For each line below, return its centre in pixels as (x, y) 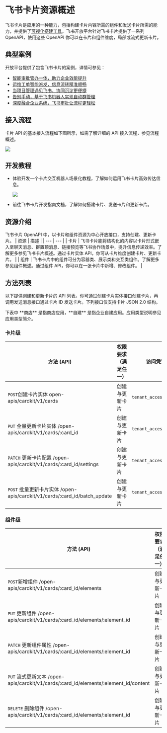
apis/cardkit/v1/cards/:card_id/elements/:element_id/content (79, 683)
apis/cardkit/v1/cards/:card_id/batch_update (60, 496)
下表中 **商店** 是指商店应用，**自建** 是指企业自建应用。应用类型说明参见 (83, 313)
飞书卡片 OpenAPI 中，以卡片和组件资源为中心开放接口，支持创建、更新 (79, 235)
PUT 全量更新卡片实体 (32, 426)
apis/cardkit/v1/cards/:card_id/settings (53, 464)
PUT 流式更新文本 (27, 676)
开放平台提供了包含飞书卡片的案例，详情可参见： (55, 67)
